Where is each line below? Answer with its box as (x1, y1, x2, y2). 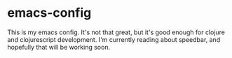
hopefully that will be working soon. (7, 43, 111, 51)
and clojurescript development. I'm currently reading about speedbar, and (7, 35, 221, 43)
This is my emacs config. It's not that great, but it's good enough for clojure (7, 28, 226, 36)
